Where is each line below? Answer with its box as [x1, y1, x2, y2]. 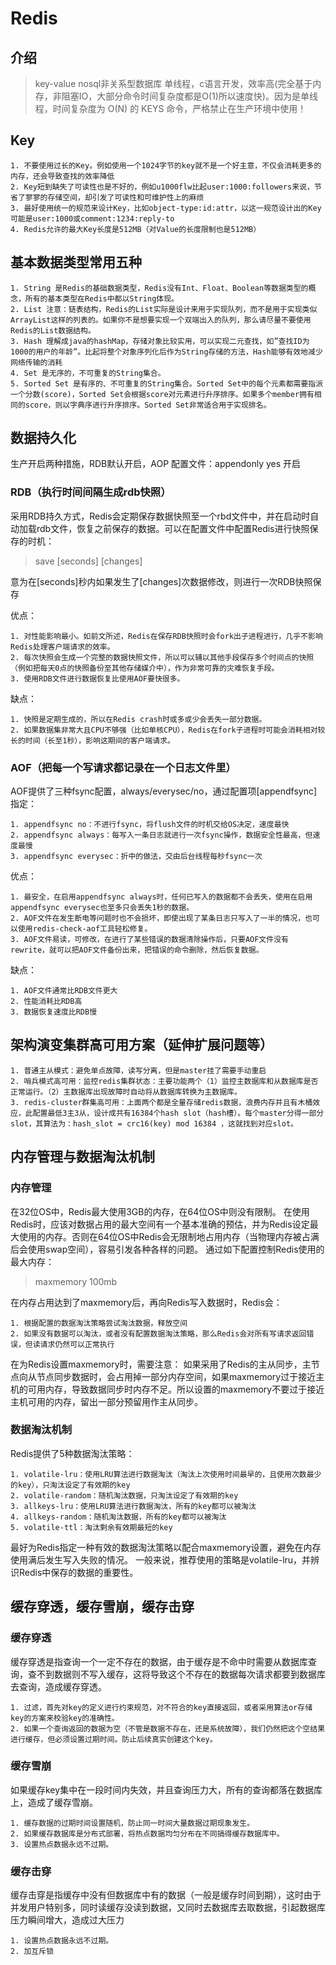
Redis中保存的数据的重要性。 [18, 1566, 139, 1578]
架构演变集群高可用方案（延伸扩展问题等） [10, 1037, 273, 1054]
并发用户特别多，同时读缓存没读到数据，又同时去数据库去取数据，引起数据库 [10, 1902, 326, 1914]
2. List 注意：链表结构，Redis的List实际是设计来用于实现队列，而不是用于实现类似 [10, 304, 318, 314]
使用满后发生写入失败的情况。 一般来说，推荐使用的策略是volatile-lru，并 [10, 1553, 312, 1566]
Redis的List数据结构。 [10, 325, 96, 336]
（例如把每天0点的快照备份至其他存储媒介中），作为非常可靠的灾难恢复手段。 [10, 663, 280, 673]
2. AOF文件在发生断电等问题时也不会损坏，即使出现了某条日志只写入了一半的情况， [10, 913, 306, 924]
